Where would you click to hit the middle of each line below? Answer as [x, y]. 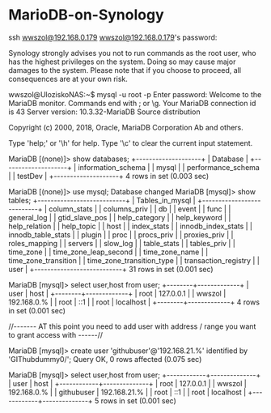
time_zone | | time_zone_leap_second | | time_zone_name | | [108, 252]
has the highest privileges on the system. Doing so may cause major [122, 62]
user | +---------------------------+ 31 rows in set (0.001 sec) [111, 269]
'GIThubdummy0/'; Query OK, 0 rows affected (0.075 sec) [105, 359]
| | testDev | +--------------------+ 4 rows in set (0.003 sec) [109, 176]
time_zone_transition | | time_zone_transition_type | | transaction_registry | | [134, 260]
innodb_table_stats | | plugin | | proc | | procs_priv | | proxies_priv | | [121, 234]
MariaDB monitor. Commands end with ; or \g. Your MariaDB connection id [132, 103]
